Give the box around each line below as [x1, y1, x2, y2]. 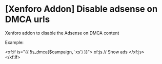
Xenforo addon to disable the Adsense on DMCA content [5, 30, 120, 36]
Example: [5, 39, 24, 45]
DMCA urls [5, 14, 50, 25]
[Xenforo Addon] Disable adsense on [5, 3, 158, 15]
